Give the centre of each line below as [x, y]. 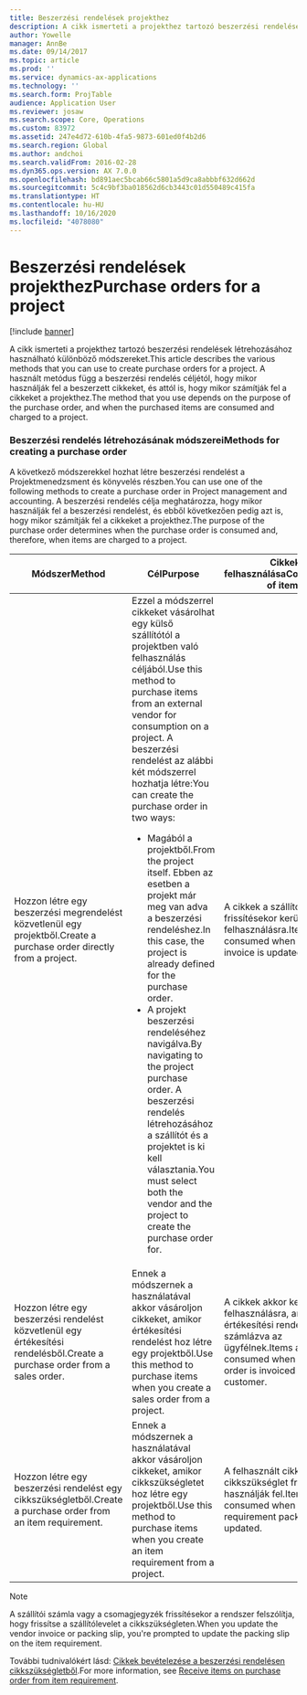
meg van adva [178, 906]
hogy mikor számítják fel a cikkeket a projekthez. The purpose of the [137, 520]
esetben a [169, 884]
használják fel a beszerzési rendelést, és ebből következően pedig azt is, [147, 510]
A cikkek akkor [255, 1301]
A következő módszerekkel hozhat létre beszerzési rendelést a [127, 471]
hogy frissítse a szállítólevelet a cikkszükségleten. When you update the [144, 1624]
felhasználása [254, 574]
